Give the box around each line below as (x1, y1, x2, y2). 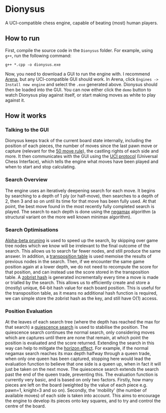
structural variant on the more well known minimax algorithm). (5, 214, 132, 220)
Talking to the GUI (5, 126, 49, 133)
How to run (5, 34, 40, 43)
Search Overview (5, 176, 48, 183)
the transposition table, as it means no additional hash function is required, (5, 290, 158, 296)
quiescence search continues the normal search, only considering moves (5, 329, 155, 335)
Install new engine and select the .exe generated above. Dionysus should (5, 81, 158, 87)
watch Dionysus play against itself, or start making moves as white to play (5, 92, 156, 98)
